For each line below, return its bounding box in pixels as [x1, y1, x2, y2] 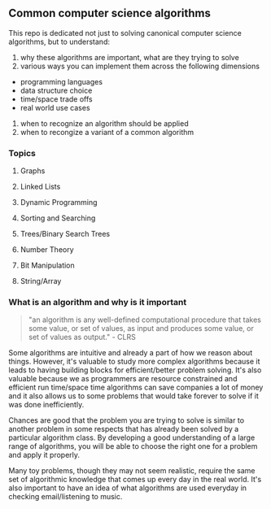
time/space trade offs [20, 94, 93, 104]
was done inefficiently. [8, 400, 85, 410]
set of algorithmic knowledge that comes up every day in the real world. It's [8, 475, 262, 485]
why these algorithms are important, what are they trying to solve [20, 52, 240, 62]
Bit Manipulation [20, 260, 75, 271]
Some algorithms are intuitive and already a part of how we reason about [8, 348, 253, 358]
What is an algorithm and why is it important [8, 297, 187, 308]
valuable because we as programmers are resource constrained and [8, 374, 238, 384]
